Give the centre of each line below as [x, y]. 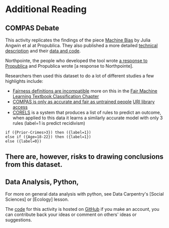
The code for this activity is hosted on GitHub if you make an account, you [82, 209]
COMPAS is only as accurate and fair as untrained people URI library [83, 102]
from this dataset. [34, 165]
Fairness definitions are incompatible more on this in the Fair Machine [85, 91]
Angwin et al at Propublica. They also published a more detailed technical [81, 45]
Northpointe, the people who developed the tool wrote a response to [76, 61]
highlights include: [24, 81]
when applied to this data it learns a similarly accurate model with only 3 [88, 118]
